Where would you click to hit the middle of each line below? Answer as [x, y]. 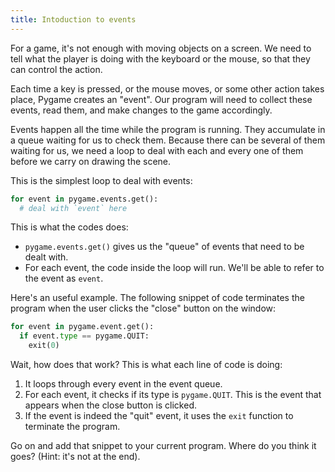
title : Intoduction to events [73, 19]
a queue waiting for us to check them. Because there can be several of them [168, 140]
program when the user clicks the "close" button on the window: [143, 308]
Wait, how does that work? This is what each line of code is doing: [146, 364]
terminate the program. [72, 426]
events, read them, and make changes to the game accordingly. [141, 110]
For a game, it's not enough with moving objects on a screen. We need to [161, 48]
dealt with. [46, 257]
